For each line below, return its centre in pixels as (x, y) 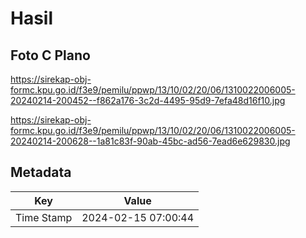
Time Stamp (44, 217)
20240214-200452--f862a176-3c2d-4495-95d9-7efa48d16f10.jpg (148, 100)
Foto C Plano (50, 55)
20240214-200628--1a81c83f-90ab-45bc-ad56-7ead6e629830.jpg (150, 141)
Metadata (41, 172)
